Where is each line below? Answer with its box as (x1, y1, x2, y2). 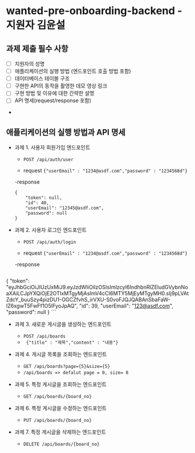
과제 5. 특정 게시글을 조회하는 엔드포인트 (14, 381, 107, 388)
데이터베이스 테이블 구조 (14, 75, 70, 82)
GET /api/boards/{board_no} (23, 394, 92, 400)
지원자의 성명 (14, 60, 45, 67)
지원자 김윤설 (6, 19, 66, 32)
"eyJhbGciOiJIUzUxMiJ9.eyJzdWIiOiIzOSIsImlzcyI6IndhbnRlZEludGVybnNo (6, 283, 189, 291)
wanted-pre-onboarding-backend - (6, 4, 183, 18)
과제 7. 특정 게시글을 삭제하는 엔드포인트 (14, 428, 107, 435)
